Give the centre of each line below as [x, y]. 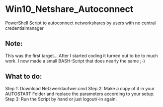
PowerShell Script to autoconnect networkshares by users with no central [81, 23]
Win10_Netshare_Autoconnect [69, 9]
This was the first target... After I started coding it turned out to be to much [81, 55]
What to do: [24, 77]
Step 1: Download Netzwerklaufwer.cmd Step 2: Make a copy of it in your [80, 88]
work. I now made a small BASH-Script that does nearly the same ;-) [75, 61]
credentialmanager [24, 28]
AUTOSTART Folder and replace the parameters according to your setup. [80, 94]
